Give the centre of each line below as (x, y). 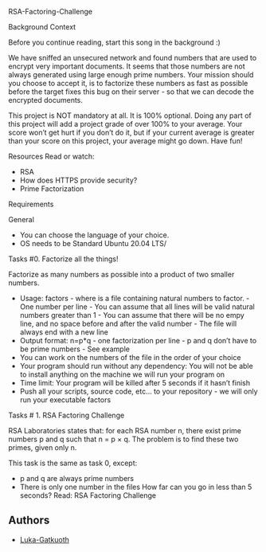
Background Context (42, 27)
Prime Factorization (52, 189)
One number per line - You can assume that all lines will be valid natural (137, 307)
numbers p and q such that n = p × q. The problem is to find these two (123, 439)
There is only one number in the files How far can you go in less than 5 (136, 487)
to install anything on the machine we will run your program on (122, 374)
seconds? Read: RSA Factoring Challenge (88, 495)
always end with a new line (64, 332)
